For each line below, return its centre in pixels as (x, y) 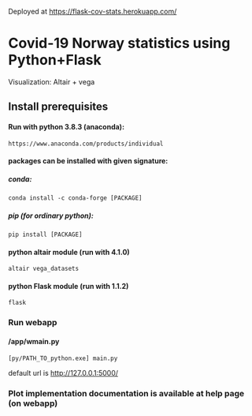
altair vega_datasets (44, 269)
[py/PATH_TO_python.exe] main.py (63, 358)
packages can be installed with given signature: (88, 161)
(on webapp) (33, 403)
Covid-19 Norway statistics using (119, 43)
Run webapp (33, 323)
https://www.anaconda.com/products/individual (86, 144)
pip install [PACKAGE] (45, 235)
